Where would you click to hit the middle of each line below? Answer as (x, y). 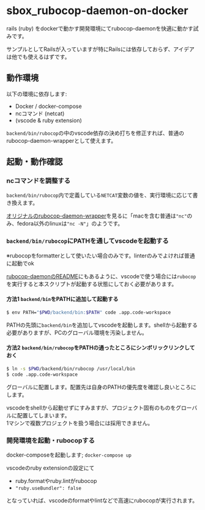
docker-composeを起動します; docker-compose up (69, 455)
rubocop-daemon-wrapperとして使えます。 (61, 140)
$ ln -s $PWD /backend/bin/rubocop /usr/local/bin (71, 369)
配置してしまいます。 (43, 415)
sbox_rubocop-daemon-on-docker (97, 11)
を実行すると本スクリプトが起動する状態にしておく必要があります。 (92, 284)
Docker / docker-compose (48, 106)
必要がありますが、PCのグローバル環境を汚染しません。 (77, 332)
